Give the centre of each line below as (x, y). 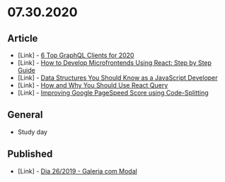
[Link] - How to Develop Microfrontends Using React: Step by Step (115, 63)
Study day (33, 132)
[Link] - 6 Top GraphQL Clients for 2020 (76, 55)
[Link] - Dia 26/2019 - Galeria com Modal (77, 171)
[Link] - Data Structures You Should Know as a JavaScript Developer (117, 78)
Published (30, 154)
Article (23, 38)
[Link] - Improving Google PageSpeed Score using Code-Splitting (113, 93)
